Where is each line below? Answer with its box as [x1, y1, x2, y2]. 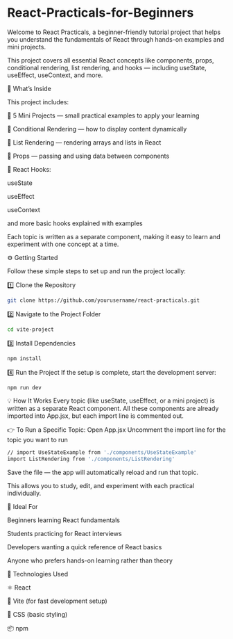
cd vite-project [7, 325, 54, 333]
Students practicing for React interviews [7, 530, 123, 538]
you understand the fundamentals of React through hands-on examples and [7, 35, 225, 43]
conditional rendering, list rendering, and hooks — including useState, [7, 63, 207, 72]
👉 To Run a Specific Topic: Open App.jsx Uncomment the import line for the [7, 426, 227, 434]
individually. [7, 489, 42, 498]
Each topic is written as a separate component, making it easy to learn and [7, 232, 221, 241]
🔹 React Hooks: [7, 165, 51, 173]
